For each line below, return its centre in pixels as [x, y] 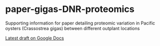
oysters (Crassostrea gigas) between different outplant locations [73, 28]
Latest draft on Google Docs [35, 38]
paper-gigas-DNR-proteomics [70, 9]
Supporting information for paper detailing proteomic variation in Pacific [80, 23]
